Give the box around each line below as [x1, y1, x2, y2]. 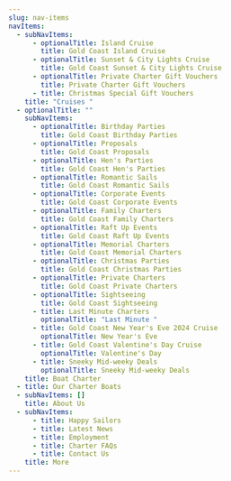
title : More [24, 458, 69, 467]
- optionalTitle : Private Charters [31, 273, 166, 282]
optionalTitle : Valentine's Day [40, 348, 163, 357]
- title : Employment [31, 432, 110, 442]
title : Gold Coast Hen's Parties [40, 164, 166, 173]
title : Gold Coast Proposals [40, 147, 150, 156]
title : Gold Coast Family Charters [40, 214, 174, 224]
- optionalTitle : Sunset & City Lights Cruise [31, 55, 210, 64]
